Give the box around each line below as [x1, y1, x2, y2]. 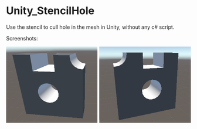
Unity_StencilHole [6, 4, 95, 18]
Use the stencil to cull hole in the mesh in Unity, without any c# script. [6, 23, 175, 30]
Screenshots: [6, 35, 38, 42]
